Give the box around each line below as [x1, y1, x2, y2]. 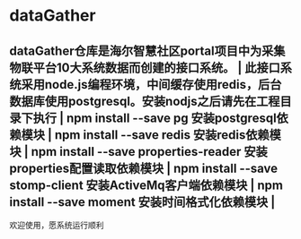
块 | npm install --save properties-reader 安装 [9, 144, 268, 159]
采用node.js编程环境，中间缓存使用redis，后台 [21, 77, 282, 92]
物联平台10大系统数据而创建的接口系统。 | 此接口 [9, 60, 280, 75]
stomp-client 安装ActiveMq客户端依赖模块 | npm [9, 177, 284, 192]
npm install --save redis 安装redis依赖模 [54, 127, 281, 142]
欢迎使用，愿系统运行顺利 [9, 220, 104, 230]
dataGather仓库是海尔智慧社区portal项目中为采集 [9, 43, 286, 58]
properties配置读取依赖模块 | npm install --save [9, 160, 279, 175]
